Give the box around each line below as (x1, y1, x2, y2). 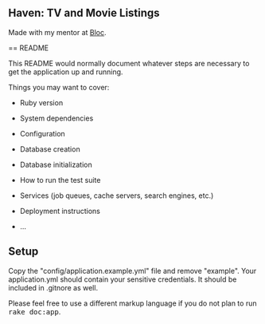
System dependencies (19, 113, 94, 123)
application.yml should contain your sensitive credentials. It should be (8, 275, 237, 284)
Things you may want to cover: (8, 82, 110, 92)
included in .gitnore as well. (8, 283, 98, 292)
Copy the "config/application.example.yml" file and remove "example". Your (8, 266, 257, 275)
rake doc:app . (8, 306, 61, 316)
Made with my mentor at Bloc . (8, 27, 107, 37)
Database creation (19, 144, 81, 154)
